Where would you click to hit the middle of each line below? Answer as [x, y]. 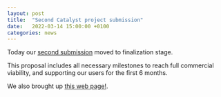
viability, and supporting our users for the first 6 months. [87, 73]
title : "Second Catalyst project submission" [75, 20]
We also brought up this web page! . [58, 86]
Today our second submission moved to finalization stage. [90, 52]
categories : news [32, 33]
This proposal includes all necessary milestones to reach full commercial [110, 65]
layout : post [26, 13]
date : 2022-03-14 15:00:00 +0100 [58, 26]
